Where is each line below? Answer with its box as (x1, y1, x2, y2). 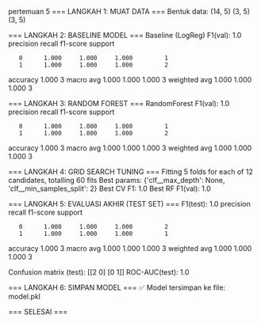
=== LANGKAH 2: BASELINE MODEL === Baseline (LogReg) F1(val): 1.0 (8, 31, 242, 40)
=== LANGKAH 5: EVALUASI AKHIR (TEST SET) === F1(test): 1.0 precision (8, 199, 251, 208)
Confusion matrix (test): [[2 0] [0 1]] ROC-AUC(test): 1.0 (8, 268, 190, 276)
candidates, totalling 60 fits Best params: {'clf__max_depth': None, (8, 176, 225, 184)
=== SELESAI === (8, 307, 68, 316)
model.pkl (8, 292, 41, 301)
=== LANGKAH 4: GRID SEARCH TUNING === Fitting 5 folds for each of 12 (8, 167, 254, 177)
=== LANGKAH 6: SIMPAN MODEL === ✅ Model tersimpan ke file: (8, 283, 226, 292)
